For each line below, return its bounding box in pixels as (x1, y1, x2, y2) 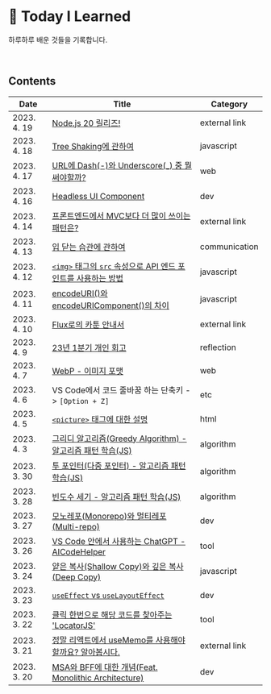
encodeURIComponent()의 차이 (52, 300, 169, 311)
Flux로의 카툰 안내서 (52, 318, 125, 330)
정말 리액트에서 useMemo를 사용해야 (52, 634, 186, 646)
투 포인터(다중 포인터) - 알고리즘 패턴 (52, 459, 186, 471)
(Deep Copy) (52, 571, 102, 583)
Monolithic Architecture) (52, 672, 144, 684)
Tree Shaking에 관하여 (52, 140, 135, 152)
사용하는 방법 (76, 272, 123, 284)
